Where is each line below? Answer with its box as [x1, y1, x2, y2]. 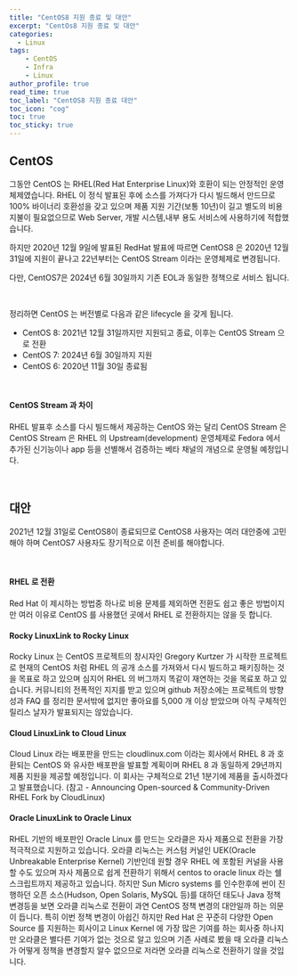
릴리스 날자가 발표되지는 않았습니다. [9, 707, 133, 717]
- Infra [25, 63, 53, 72]
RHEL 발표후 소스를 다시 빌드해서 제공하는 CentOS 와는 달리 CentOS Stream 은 [9, 422, 287, 432]
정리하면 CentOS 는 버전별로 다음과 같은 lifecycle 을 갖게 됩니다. [9, 308, 234, 319]
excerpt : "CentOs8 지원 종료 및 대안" [9, 21, 141, 30]
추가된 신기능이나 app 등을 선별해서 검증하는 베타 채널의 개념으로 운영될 [9, 444, 258, 455]
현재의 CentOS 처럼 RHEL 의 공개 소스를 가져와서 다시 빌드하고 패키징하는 [18, 662, 276, 673]
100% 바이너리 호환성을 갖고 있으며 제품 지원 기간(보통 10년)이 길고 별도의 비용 [9, 201, 283, 211]
